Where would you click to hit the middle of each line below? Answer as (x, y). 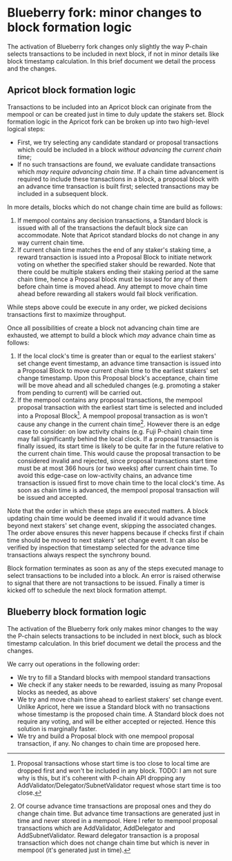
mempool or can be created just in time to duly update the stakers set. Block (116, 114)
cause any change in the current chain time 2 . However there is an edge (118, 424)
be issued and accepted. (52, 498)
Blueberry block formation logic (77, 612)
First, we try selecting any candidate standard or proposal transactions (118, 142)
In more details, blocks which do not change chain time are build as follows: (115, 207)
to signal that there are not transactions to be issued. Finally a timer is (106, 583)
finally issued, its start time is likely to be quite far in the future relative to (120, 446)
